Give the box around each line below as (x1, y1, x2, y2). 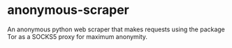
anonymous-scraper (7, 2, 129, 18)
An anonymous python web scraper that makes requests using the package (7, 25, 226, 33)
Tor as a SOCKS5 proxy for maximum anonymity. (7, 32, 148, 40)
